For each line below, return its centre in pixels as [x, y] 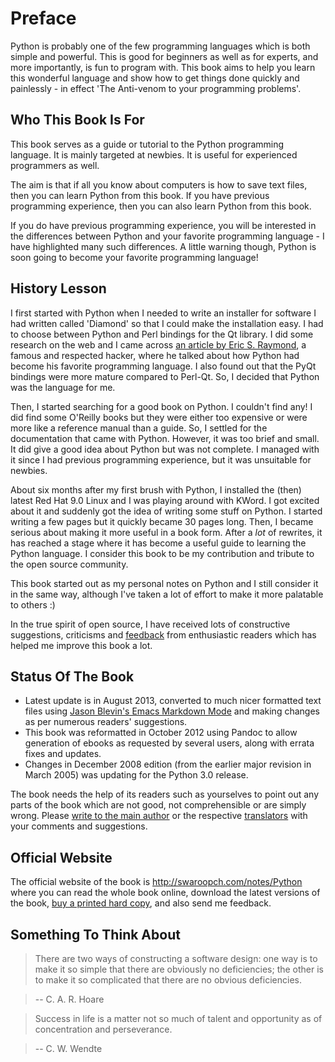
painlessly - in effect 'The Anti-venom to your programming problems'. [156, 88]
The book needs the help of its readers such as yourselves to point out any [165, 794]
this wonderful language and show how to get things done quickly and [155, 78]
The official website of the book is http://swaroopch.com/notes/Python [156, 882]
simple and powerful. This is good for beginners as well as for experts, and [164, 56]
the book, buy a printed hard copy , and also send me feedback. [141, 903]
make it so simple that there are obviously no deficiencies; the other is [179, 969]
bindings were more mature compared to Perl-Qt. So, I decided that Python [165, 376]
